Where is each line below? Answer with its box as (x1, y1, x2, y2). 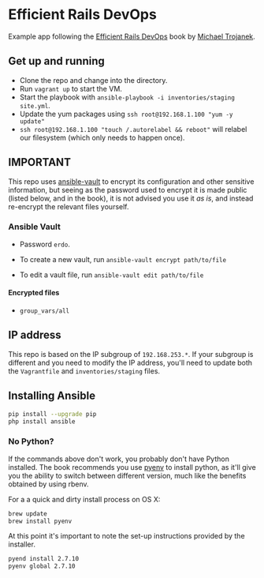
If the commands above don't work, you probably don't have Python (8, 454, 230, 464)
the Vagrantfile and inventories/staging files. (8, 366, 160, 376)
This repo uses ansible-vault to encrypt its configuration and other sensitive (8, 176, 255, 186)
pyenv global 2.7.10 (8, 562, 76, 570)
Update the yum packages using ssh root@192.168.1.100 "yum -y (19, 109, 233, 118)
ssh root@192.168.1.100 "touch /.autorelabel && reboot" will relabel (19, 124, 247, 133)
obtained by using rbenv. (8, 479, 89, 489)
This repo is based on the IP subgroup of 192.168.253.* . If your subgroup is (8, 349, 254, 358)
